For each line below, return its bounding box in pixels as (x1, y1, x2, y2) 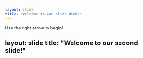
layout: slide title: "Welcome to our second (5, 39, 138, 47)
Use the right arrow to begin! (5, 25, 63, 30)
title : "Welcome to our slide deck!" (5, 12, 82, 16)
